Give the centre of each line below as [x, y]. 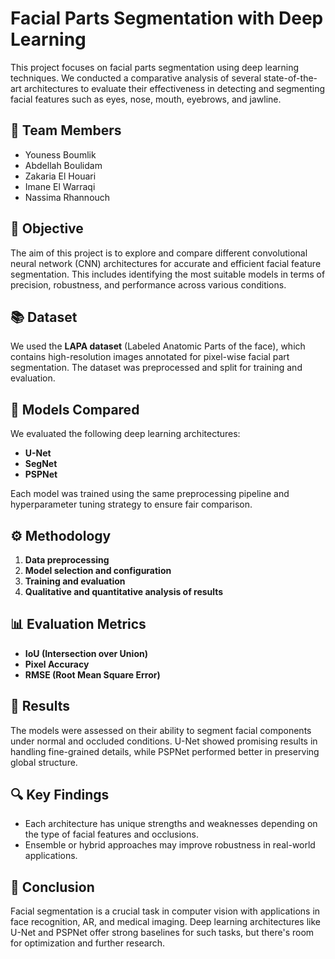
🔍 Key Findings [60, 795]
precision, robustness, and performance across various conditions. [148, 284]
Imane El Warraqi [60, 186]
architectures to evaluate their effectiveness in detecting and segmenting [174, 88]
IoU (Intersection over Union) [86, 653]
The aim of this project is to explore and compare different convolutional [159, 253]
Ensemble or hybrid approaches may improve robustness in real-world [170, 845]
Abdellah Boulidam [63, 165]
